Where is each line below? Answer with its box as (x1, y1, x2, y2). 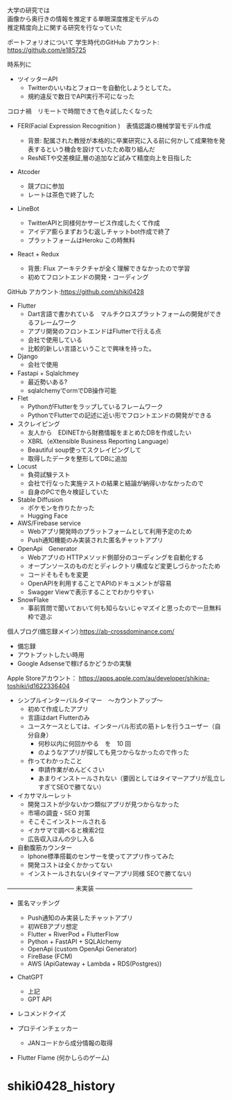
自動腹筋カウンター (17, 844, 73, 851)
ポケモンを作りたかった (27, 504, 95, 512)
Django (17, 352, 38, 360)
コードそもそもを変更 (27, 570, 89, 579)
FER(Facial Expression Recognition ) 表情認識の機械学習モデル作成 (17, 122, 211, 130)
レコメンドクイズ (17, 1009, 66, 1018)
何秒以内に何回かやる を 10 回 (37, 740, 132, 747)
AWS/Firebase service (17, 519, 81, 527)
